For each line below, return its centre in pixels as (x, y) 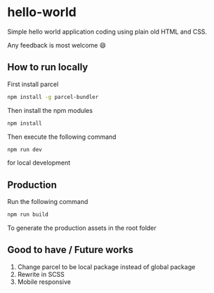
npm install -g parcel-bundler (53, 97)
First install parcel (33, 84)
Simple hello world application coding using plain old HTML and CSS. (107, 32)
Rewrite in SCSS (41, 274)
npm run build (28, 214)
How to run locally (48, 67)
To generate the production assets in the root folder (82, 228)
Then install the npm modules (50, 110)
